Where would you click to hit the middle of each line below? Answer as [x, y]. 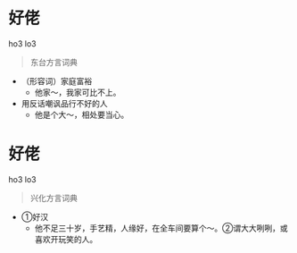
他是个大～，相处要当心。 [82, 114]
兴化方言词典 [54, 198]
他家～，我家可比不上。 [78, 92]
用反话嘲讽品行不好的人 [64, 103]
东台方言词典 [54, 62]
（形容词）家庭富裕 [57, 80]
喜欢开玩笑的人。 [66, 239]
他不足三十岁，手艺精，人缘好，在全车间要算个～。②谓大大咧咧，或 [161, 228]
